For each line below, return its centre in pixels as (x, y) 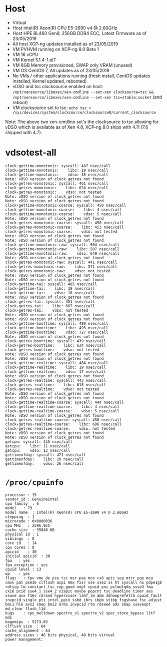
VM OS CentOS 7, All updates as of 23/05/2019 (61, 70)
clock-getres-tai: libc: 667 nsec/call (50, 306)
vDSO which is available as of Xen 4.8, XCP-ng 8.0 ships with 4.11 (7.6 (77, 127)
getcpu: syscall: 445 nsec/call (39, 442)
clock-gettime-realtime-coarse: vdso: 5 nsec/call (62, 411)
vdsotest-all (31, 153)
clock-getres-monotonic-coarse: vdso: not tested (61, 231)
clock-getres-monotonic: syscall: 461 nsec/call (57, 183)
